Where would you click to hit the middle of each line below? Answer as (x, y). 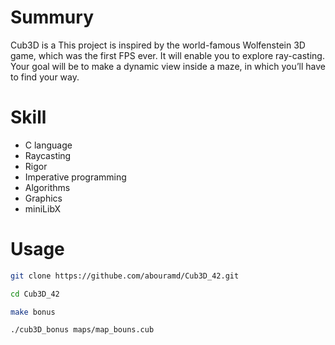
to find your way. (45, 77)
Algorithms (47, 187)
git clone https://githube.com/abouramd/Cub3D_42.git (125, 276)
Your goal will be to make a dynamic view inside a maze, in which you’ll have (168, 66)
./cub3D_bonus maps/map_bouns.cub (82, 330)
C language (48, 145)
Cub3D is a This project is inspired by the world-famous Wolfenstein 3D (158, 45)
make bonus (33, 312)
